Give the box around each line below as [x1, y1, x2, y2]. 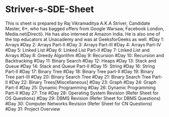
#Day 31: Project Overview [5, 106, 61, 112]
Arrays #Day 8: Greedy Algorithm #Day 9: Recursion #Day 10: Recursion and [5, 52, 164, 58]
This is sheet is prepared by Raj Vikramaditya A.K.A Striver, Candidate [5, 20, 150, 26]
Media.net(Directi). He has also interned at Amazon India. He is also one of [5, 31, 160, 37]
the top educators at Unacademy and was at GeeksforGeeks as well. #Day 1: [5, 36, 164, 42]
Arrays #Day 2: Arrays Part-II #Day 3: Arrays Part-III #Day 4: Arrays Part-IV [5, 41, 161, 47]
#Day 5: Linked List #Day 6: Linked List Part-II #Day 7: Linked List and [5, 47, 150, 53]
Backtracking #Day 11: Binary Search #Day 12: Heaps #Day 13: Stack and [5, 57, 156, 64]
